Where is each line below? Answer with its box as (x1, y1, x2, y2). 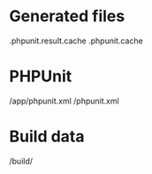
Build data (9, 126, 85, 147)
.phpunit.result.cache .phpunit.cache (9, 35, 143, 46)
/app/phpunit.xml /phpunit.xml (9, 95, 119, 106)
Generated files (9, 6, 125, 26)
